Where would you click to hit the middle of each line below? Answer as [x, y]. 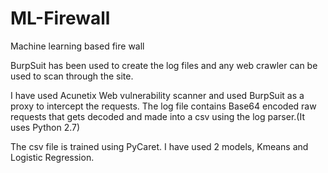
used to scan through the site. [72, 76]
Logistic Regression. [52, 157]
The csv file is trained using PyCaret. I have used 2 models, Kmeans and [159, 146]
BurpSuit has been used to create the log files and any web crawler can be [164, 65]
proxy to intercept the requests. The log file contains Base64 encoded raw [163, 106]
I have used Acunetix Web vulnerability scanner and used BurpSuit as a [157, 95]
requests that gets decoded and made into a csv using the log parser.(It [157, 116]
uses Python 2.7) [45, 127]
